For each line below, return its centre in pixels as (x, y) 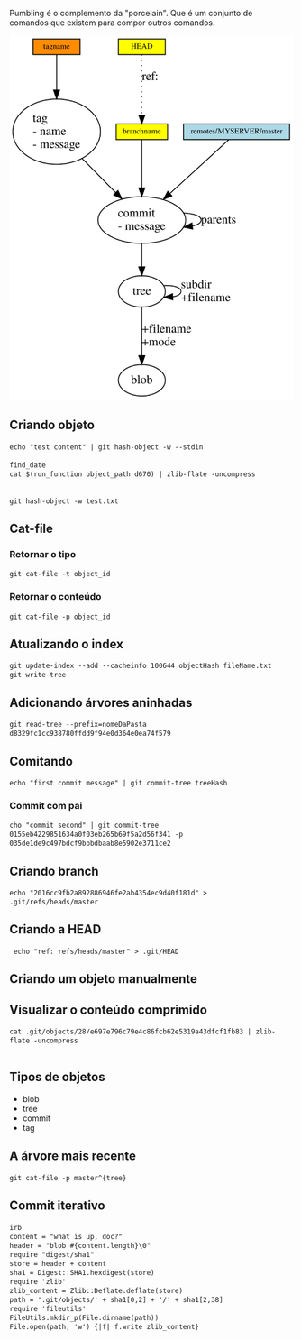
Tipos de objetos (57, 1077)
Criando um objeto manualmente (104, 979)
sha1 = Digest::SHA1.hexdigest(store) (82, 1272)
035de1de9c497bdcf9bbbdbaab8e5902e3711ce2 (90, 844)
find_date (28, 465)
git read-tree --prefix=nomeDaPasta (78, 725)
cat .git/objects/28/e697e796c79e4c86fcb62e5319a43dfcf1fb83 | (131, 1032)
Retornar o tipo (43, 554)
